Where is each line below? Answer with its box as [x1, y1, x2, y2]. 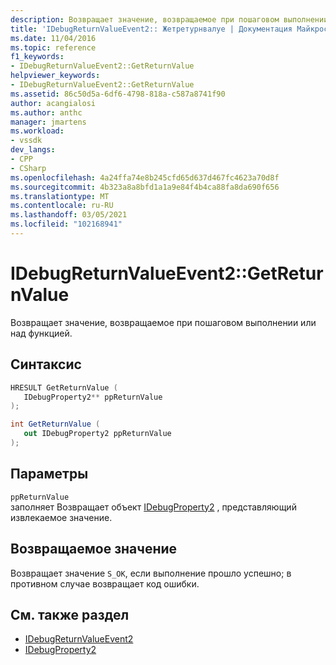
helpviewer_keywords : [10, 71, 101, 81]
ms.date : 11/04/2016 [10, 33, 97, 43]
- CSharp [10, 163, 47, 173]
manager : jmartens [10, 117, 87, 127]
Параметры [10, 466, 89, 483]
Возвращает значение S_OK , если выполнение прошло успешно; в [10, 567, 292, 579]
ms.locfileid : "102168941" [10, 219, 123, 230]
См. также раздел [10, 606, 130, 623]
